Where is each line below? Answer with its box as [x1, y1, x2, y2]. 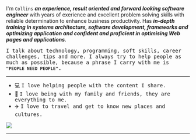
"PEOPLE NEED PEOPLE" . [6, 65, 62, 71]
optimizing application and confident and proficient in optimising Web [6, 30, 181, 37]
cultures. [14, 111, 43, 118]
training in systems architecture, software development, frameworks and [6, 23, 188, 30]
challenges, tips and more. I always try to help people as [6, 53, 182, 60]
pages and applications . [6, 36, 66, 43]
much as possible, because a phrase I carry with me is [6, 59, 169, 66]
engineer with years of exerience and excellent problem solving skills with [6, 11, 185, 18]
